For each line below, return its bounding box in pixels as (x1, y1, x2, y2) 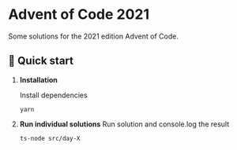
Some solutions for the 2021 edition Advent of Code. (8, 31, 179, 41)
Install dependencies (19, 90, 88, 100)
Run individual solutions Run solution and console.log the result (19, 119, 230, 129)
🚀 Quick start (8, 54, 73, 68)
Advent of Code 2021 (8, 5, 150, 24)
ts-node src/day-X (19, 134, 81, 142)
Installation (19, 75, 58, 84)
